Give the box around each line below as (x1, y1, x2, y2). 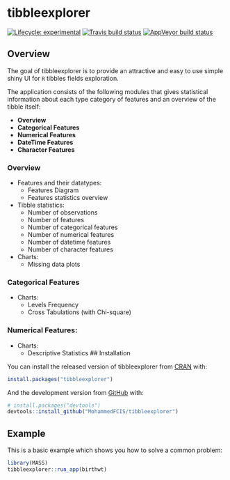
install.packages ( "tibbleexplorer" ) (7, 376, 113, 382)
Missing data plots (27, 260, 81, 269)
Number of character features (27, 245, 113, 254)
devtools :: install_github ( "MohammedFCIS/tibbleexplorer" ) (7, 408, 179, 415)
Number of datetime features (27, 238, 111, 247)
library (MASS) (7, 460, 49, 467)
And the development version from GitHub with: (7, 388, 144, 396)
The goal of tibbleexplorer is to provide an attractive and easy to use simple (7, 66, 224, 75)
